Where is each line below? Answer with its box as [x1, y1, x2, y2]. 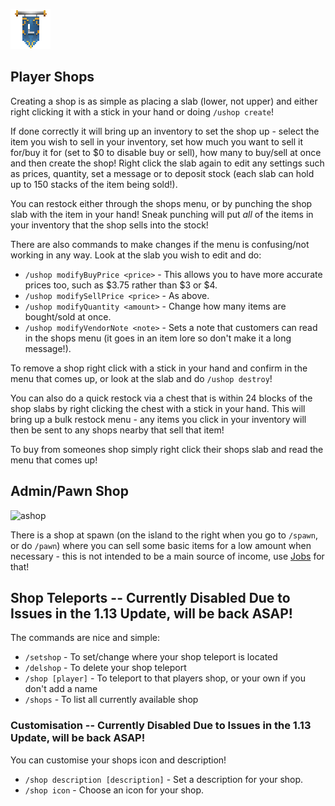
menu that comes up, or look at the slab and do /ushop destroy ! [10, 372, 273, 384]
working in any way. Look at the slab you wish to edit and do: [10, 249, 262, 261]
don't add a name [24, 683, 98, 695]
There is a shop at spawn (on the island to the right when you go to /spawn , [10, 529, 318, 541]
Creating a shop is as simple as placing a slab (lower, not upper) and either [10, 95, 318, 107]
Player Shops [10, 69, 95, 86]
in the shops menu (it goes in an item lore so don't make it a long [24, 332, 292, 344]
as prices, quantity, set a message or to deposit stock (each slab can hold [10, 167, 315, 179]
